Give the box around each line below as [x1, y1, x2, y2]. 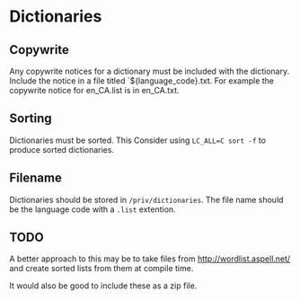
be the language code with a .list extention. [9, 204, 177, 215]
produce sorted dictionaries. [9, 144, 115, 154]
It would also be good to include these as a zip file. [9, 280, 198, 291]
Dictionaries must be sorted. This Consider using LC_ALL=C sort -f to [9, 135, 267, 146]
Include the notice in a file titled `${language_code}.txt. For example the [9, 75, 275, 86]
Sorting [9, 110, 52, 127]
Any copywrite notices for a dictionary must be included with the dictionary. [9, 66, 290, 76]
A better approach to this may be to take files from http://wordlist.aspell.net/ [9, 253, 291, 264]
